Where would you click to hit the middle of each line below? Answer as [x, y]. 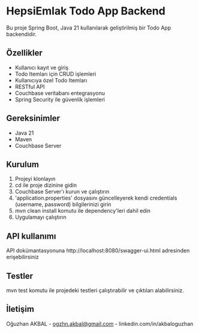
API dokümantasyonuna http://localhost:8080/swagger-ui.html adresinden [98, 251]
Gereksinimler [33, 118]
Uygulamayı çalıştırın [41, 217]
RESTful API [30, 87]
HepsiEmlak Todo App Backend [86, 11]
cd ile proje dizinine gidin [46, 185]
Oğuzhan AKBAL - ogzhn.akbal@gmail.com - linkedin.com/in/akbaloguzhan [100, 323]
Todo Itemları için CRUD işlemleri [55, 74]
